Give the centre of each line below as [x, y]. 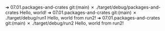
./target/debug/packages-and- [128, 7]
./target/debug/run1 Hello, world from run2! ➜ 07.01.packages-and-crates [83, 18]
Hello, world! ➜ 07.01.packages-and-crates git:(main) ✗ [78, 12]
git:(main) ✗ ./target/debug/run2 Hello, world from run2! [65, 23]
